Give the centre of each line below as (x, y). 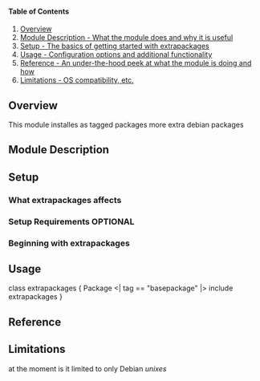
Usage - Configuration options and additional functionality (116, 55)
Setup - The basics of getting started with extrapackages (115, 46)
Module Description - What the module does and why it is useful (126, 38)
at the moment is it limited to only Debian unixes (87, 368)
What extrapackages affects (65, 200)
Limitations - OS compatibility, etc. (77, 80)
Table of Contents (39, 11)
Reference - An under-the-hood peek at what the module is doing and (136, 63)
